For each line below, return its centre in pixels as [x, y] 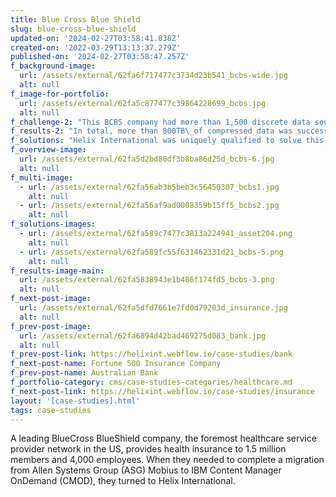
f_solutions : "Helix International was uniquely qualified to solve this [167, 141]
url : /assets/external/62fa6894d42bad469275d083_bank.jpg [143, 336]
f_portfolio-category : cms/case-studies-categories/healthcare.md [151, 382]
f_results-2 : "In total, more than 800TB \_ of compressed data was [151, 131]
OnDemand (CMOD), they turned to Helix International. [123, 481]
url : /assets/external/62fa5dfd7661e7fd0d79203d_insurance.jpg [153, 308]
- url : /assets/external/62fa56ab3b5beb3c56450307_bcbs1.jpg [149, 187]
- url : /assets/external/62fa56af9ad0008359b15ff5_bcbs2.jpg [149, 206]
